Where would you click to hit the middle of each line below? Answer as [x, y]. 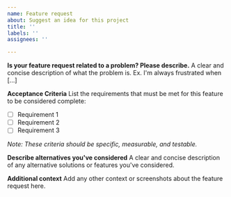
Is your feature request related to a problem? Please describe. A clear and [115, 65]
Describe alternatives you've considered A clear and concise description [114, 158]
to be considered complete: [47, 101]
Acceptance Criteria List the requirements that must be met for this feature [115, 94]
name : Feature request [40, 14]
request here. [26, 186]
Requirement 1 [38, 115]
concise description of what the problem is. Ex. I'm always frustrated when [114, 73]
